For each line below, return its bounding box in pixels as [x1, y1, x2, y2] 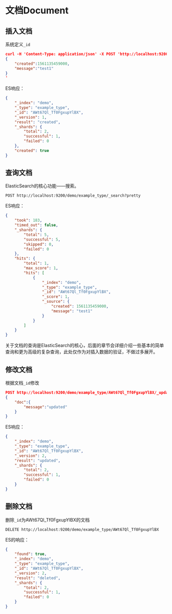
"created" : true [14, 148, 50, 153]
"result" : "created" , [14, 119, 60, 125]
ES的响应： [5, 536, 29, 543]
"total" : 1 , [24, 261, 50, 266]
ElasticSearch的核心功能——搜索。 [5, 183, 79, 189]
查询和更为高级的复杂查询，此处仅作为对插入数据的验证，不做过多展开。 [5, 349, 158, 355]
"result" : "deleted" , [14, 575, 60, 581]
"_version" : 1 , [14, 114, 47, 120]
